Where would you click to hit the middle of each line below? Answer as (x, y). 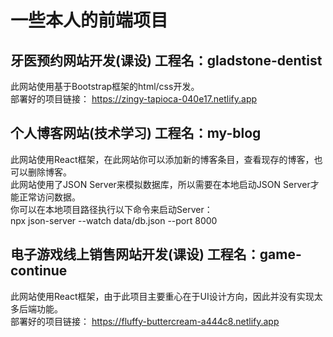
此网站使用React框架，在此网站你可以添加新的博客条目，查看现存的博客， (162, 159)
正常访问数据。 (49, 197)
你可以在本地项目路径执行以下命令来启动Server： (111, 209)
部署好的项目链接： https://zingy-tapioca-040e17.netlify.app (134, 99)
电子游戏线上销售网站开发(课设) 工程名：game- (156, 254)
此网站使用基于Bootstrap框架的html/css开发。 (105, 86)
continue (39, 271)
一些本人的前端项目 (89, 20)
